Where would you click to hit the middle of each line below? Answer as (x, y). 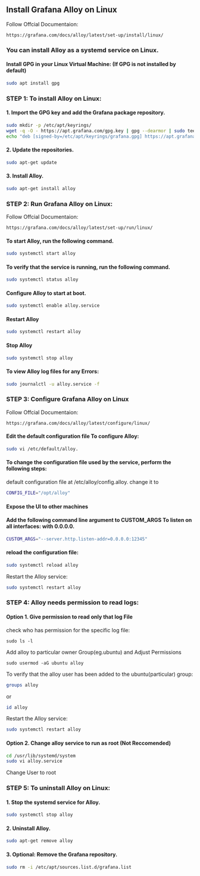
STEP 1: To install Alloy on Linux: (54, 98)
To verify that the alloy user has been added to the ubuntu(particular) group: (100, 674)
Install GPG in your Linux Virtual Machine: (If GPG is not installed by (91, 64)
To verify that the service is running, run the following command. (88, 267)
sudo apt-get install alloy (41, 188)
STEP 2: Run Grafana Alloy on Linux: (60, 204)
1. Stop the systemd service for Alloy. (53, 802)
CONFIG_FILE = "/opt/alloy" (38, 493)
